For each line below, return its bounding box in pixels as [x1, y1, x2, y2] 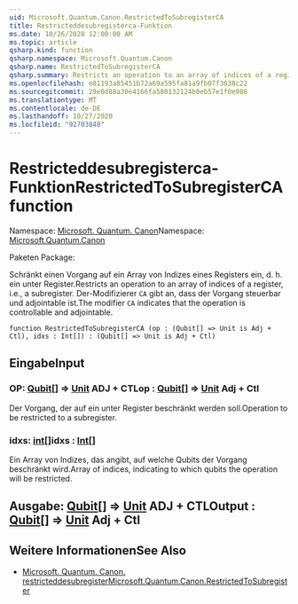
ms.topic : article [9, 37, 77, 47]
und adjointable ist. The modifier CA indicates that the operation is [9, 297, 247, 308]
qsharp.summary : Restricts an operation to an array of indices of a [9, 71, 272, 80]
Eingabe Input [9, 356, 85, 371]
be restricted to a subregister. [9, 412, 118, 422]
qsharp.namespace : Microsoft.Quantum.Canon [9, 54, 173, 63]
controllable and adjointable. [9, 307, 114, 318]
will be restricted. [9, 473, 73, 483]
